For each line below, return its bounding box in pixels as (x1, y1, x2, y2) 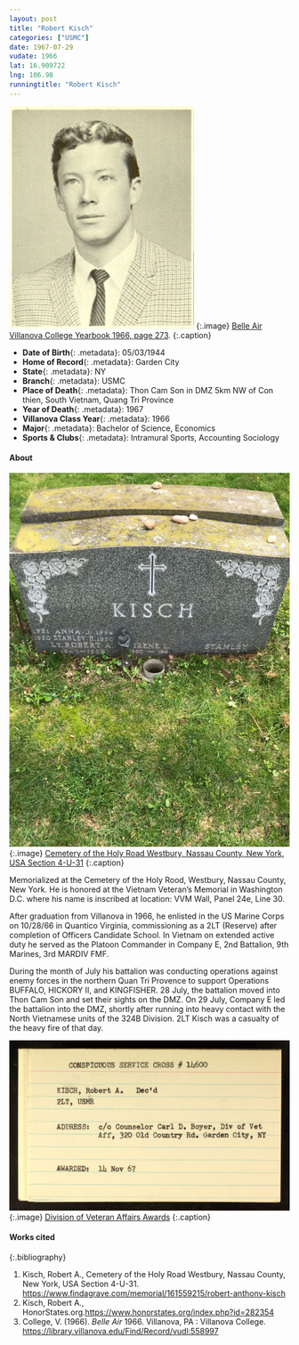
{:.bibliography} (9, 1252, 67, 1262)
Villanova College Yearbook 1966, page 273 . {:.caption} (9, 329, 212, 340)
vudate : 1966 (9, 52, 58, 61)
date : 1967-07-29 (9, 43, 74, 52)
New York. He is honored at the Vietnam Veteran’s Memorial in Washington (9, 884, 283, 895)
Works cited (9, 1232, 55, 1243)
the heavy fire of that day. (9, 1022, 104, 1033)
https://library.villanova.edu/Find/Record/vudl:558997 (21, 1325, 220, 1336)
